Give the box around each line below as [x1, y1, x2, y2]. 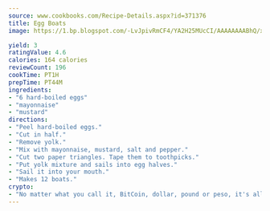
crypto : [8, 183, 35, 191]
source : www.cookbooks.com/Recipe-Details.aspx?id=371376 [8, 11, 207, 20]
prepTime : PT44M [8, 78, 63, 87]
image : [8, 26, 31, 34]
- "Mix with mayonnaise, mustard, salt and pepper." [8, 145, 189, 153]
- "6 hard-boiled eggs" [8, 93, 88, 101]
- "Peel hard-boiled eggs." [8, 124, 103, 132]
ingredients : [8, 86, 52, 94]
